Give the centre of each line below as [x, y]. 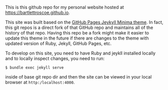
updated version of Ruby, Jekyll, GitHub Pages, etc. [58, 43]
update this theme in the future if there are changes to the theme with [77, 38]
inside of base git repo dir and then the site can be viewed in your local [78, 77]
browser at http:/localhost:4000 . [40, 82]
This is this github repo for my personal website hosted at [65, 7]
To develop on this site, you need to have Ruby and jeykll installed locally [80, 53]
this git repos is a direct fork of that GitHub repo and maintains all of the [79, 27]
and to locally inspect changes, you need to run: [55, 58]
